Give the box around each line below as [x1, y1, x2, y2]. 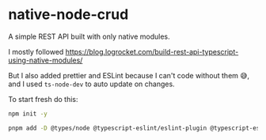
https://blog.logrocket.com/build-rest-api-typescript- [65, 47, 239, 56]
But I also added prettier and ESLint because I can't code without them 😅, [8, 70, 250, 80]
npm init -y [8, 109, 47, 118]
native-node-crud [8, 6, 129, 24]
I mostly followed [8, 47, 64, 56]
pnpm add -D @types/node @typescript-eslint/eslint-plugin [8, 124, 207, 132]
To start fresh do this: [8, 94, 78, 104]
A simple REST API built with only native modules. [8, 32, 170, 41]
